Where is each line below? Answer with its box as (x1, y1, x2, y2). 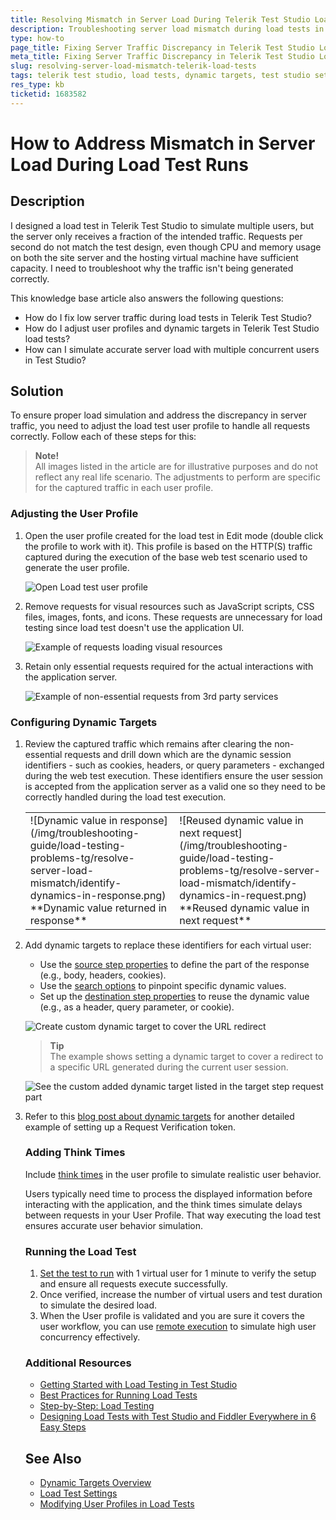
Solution (10, 383, 64, 400)
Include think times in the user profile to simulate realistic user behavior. (24, 1168, 322, 1180)
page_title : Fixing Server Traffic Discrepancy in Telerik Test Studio (10, 42, 315, 53)
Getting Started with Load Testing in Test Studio (39, 1379, 238, 1391)
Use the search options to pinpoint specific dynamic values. (39, 979, 287, 991)
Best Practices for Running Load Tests (39, 1389, 198, 1401)
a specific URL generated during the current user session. (49, 1061, 289, 1073)
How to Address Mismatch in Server (10, 132, 316, 155)
